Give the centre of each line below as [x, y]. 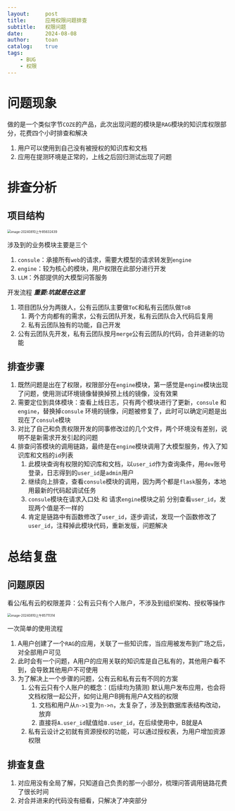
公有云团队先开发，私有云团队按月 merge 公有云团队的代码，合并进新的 [118, 333]
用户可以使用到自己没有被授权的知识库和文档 [82, 148]
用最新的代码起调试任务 [62, 491]
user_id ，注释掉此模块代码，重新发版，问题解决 [97, 526]
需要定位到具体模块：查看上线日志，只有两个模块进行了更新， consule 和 [122, 403]
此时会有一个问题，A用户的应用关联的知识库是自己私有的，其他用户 [115, 661]
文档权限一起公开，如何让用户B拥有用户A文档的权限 [103, 696]
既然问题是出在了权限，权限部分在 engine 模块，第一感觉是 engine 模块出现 [123, 385]
